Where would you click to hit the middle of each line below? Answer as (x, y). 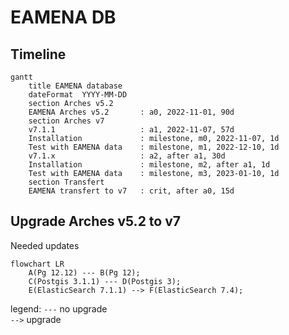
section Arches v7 (66, 121)
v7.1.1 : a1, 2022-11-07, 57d (131, 130)
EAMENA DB (63, 17)
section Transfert (66, 182)
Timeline (38, 54)
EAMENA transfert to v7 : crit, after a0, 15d (131, 191)
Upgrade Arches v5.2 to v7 (95, 221)
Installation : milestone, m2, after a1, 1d (149, 165)
